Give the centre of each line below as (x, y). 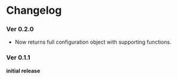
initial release (23, 71)
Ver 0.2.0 (20, 29)
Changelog (34, 10)
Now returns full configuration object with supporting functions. (93, 42)
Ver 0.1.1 (18, 57)
